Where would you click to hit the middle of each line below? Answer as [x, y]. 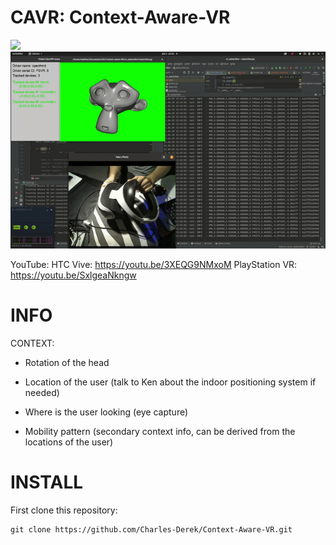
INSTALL [47, 482]
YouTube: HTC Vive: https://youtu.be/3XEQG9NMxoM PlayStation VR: [154, 264]
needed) [42, 392]
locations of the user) [69, 442]
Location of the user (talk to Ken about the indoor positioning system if [170, 382]
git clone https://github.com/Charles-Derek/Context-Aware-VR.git [151, 529]
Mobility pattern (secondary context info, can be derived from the [160, 431]
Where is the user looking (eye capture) [106, 412]
